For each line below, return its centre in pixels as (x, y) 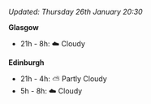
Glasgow (24, 27)
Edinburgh (26, 63)
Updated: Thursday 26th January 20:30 (76, 12)
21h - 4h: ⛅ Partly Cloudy (63, 79)
